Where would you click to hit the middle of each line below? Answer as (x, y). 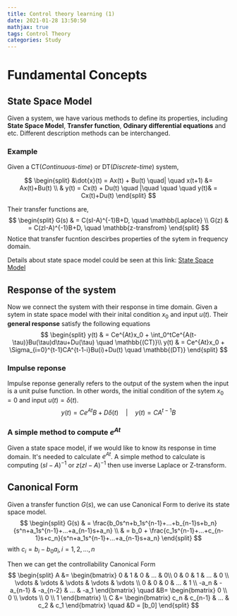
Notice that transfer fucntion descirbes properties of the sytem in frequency (118, 239)
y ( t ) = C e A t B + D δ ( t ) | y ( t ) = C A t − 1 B (119, 412)
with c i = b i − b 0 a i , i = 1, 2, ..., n (51, 550)
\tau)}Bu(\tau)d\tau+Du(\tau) (53, 342)
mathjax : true (28, 27)
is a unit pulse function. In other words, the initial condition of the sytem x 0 (116, 392)
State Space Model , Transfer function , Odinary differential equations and (117, 126)
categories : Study (34, 40)
